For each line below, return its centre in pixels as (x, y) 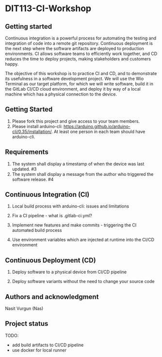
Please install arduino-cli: (37, 126)
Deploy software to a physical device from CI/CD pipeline (69, 272)
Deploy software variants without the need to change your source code (83, 282)
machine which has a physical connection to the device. (61, 94)
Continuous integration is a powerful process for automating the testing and (81, 38)
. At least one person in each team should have (98, 132)
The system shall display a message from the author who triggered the (83, 174)
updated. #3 (24, 169)
